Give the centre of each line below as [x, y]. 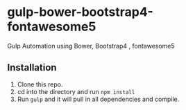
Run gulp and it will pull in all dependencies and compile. [98, 99]
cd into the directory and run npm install [76, 91]
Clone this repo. [40, 84]
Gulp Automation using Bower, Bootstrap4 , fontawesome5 [91, 46]
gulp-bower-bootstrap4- [81, 12]
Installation [32, 67]
